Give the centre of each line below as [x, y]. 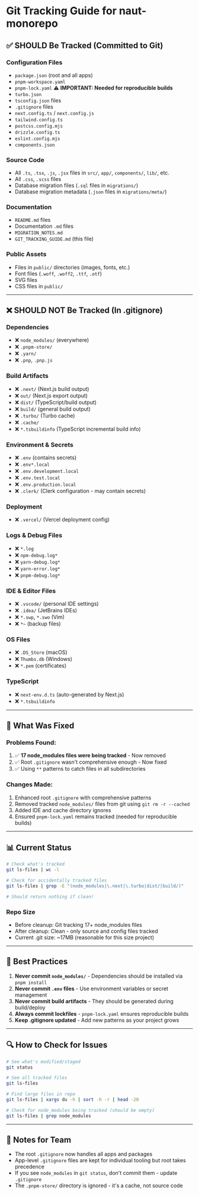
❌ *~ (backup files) [38, 624]
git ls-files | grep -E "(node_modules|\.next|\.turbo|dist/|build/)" [95, 886]
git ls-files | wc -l [33, 870]
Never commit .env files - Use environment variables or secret [92, 989]
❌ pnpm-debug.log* [37, 575]
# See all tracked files [37, 1078]
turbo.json [28, 94]
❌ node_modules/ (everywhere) [52, 340]
